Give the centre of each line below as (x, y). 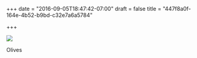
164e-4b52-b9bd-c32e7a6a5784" (50, 15)
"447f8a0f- (177, 9)
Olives (14, 50)
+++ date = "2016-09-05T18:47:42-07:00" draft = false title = (84, 9)
